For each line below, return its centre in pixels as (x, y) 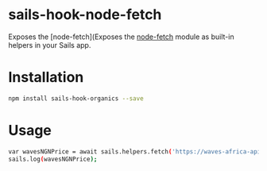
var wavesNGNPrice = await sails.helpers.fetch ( (90, 152)
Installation (46, 78)
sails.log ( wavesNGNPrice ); (53, 159)
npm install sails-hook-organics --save (76, 98)
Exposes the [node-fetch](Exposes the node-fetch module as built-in (121, 37)
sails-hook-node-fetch (85, 15)
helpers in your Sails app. (50, 45)
